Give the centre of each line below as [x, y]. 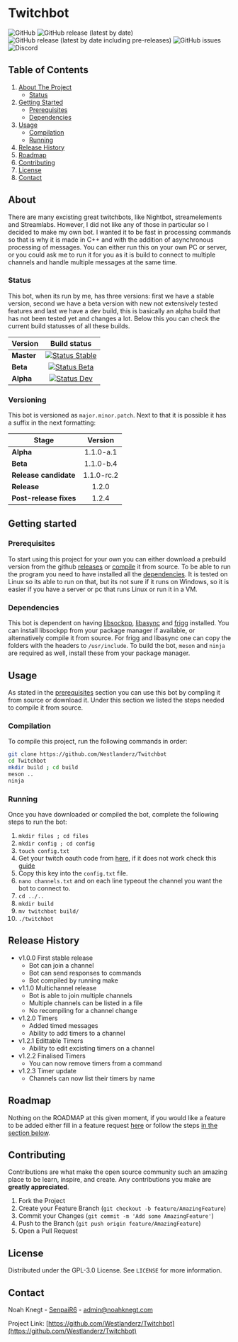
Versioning [27, 400]
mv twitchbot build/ [49, 911]
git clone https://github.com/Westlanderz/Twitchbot [87, 754]
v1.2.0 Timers [38, 1018]
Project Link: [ [28, 1323]
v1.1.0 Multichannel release [57, 988]
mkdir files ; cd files [53, 836]
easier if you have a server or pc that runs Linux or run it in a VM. [103, 589]
